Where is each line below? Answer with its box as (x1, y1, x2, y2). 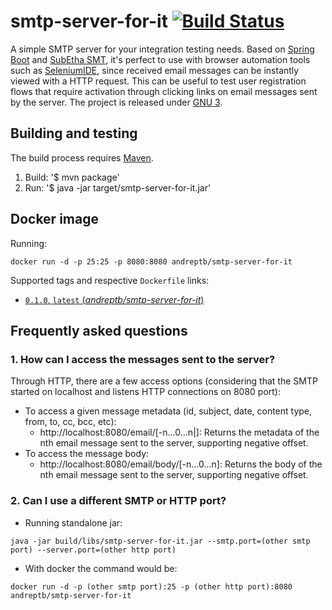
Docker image (10, 211, 99, 228)
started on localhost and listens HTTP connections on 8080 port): (10, 386, 281, 398)
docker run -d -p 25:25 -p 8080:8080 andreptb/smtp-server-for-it (10, 256, 293, 267)
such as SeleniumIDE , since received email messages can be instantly (10, 64, 300, 76)
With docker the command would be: (24, 562, 178, 574)
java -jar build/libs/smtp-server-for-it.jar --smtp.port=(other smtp (10, 536, 311, 546)
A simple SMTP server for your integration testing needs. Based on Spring (10, 43, 315, 55)
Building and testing (10, 125, 138, 142)
